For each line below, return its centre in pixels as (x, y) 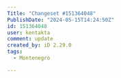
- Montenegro (32, 58)
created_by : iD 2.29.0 (39, 45)
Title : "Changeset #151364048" (52, 13)
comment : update (30, 39)
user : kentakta (29, 32)
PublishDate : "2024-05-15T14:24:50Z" (61, 20)
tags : (15, 52)
